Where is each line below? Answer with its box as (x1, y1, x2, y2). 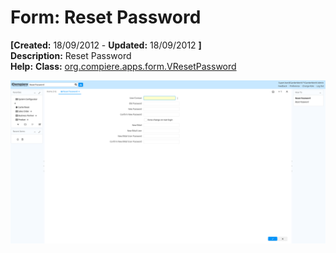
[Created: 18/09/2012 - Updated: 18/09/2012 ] (10, 39, 202, 51)
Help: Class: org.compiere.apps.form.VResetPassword (10, 60, 237, 72)
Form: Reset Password (10, 6, 202, 29)
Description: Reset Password (10, 49, 132, 61)
